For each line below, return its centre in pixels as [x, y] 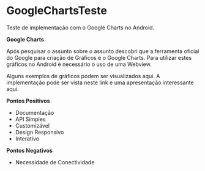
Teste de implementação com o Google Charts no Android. [80, 27]
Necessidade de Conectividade [55, 162]
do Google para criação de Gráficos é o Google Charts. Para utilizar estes [99, 57]
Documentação [35, 112]
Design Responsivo [39, 132]
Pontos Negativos [30, 150]
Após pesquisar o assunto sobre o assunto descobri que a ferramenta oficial [103, 51]
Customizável [32, 125]
